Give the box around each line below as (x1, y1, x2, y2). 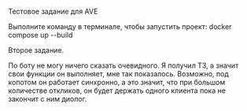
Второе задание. (8, 46, 65, 54)
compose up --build (8, 31, 73, 39)
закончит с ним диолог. (8, 94, 87, 103)
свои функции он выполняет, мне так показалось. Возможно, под (8, 69, 230, 78)
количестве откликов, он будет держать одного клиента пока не (8, 86, 227, 95)
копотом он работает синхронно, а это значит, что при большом (8, 78, 226, 87)
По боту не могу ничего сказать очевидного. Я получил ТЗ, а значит (8, 61, 239, 70)
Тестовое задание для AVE (8, 7, 98, 16)
